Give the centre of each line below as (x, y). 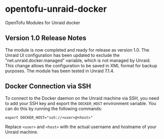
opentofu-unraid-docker (56, 9)
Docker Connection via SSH (48, 86)
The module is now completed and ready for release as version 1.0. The (77, 50)
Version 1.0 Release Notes (46, 38)
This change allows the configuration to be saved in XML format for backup (81, 65)
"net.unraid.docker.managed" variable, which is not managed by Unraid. (78, 60)
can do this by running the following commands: (54, 109)
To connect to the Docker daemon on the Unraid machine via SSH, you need (82, 98)
